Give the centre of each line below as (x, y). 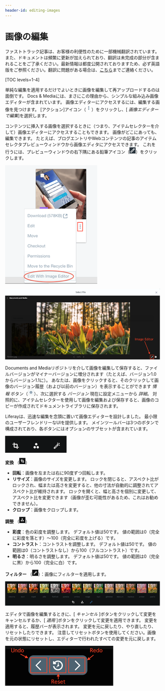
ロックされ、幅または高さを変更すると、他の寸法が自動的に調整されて (83, 485)
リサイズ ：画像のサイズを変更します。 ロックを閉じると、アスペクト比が (85, 479)
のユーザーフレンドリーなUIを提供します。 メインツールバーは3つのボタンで (82, 422)
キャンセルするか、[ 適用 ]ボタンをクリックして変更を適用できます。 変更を (81, 620)
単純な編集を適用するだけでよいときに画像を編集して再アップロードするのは (82, 90)
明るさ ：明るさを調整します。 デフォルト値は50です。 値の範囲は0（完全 (86, 556)
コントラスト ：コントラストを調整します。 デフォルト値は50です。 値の (84, 544)
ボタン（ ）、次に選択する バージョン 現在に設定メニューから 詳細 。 (81, 393)
